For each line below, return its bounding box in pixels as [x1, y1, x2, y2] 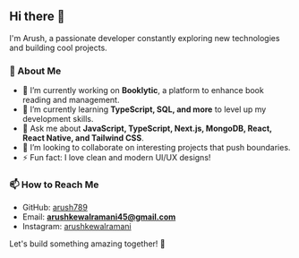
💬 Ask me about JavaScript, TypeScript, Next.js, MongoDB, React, [21, 123, 273, 134]
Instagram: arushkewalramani [21, 221, 132, 232]
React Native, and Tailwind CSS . [21, 133, 145, 143]
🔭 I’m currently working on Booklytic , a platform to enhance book [21, 85, 264, 96]
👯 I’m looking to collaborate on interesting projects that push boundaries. [21, 142, 291, 153]
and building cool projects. [9, 42, 107, 53]
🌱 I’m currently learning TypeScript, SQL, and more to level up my [21, 104, 267, 115]
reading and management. [21, 95, 120, 106]
